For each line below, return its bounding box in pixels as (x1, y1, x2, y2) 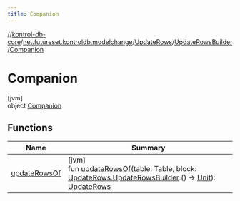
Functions (7, 122, 54, 134)
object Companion (7, 101, 62, 110)
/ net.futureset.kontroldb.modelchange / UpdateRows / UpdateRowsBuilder (20, 37, 233, 46)
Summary (131, 143, 166, 153)
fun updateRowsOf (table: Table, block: (67, 164, 197, 174)
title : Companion (7, 10, 59, 18)
